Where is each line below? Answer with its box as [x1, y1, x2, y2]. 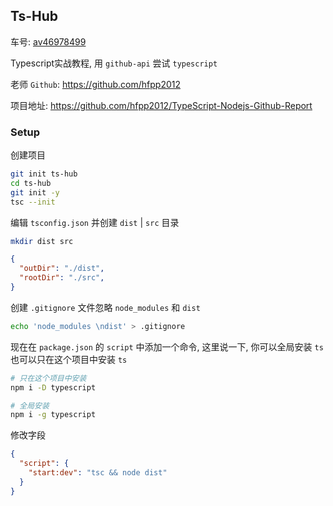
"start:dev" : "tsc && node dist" [28, 468, 168, 478]
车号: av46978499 [10, 35, 87, 48]
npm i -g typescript [10, 410, 97, 420]
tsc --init [10, 197, 56, 207]
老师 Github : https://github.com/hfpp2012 [10, 78, 182, 90]
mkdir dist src [10, 236, 74, 246]
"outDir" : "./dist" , [19, 264, 105, 274]
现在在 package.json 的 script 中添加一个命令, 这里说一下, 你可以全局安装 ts [10, 340, 324, 353]
